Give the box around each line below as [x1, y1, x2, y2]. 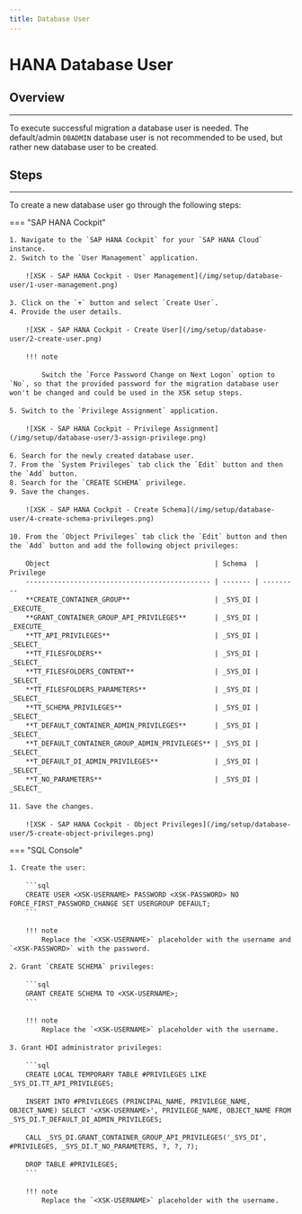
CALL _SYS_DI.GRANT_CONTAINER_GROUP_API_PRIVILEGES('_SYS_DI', [25, 1133, 268, 1142]
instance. [9, 245, 47, 254]
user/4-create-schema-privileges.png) [9, 514, 155, 523]
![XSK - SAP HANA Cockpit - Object [25, 820, 159, 829]
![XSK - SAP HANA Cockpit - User [25, 272, 151, 281]
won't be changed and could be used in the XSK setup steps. [9, 388, 244, 397]
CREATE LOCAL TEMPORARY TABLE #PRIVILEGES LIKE [25, 1070, 207, 1079]
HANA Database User [9, 54, 173, 75]
